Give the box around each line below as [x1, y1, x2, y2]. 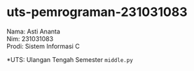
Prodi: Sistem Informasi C [6, 42, 80, 50]
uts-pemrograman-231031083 [6, 4, 188, 20]
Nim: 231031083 [6, 34, 54, 42]
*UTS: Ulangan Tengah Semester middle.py [6, 55, 134, 63]
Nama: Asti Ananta [6, 27, 61, 35]
